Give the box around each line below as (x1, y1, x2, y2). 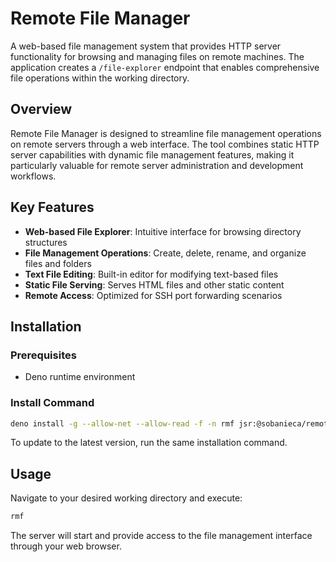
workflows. (10, 170, 57, 182)
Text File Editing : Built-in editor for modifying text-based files (24, 268, 279, 280)
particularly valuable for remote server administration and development (10, 159, 304, 171)
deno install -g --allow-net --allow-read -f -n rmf (10, 418, 235, 429)
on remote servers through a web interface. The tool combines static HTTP (10, 138, 320, 150)
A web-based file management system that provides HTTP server (10, 40, 282, 52)
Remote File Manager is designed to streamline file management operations (10, 127, 322, 139)
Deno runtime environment (24, 371, 136, 383)
